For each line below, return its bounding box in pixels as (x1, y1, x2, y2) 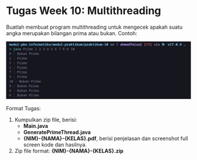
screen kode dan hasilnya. (23, 141, 87, 148)
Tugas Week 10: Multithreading (6, 4, 161, 18)
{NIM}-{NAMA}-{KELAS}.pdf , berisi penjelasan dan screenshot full (23, 135, 189, 142)
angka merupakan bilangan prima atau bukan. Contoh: (6, 29, 138, 36)
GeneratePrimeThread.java (23, 128, 91, 135)
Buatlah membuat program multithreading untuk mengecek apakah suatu (6, 23, 183, 30)
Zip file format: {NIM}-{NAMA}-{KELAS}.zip (14, 147, 124, 154)
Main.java (23, 122, 49, 130)
